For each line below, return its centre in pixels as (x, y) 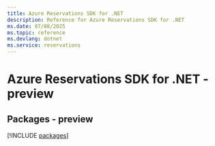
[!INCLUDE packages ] (38, 135)
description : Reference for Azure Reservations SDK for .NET (96, 20)
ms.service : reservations (44, 45)
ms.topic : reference (37, 33)
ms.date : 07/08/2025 (37, 26)
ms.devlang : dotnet (35, 39)
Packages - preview (50, 119)
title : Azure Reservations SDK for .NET (66, 13)
